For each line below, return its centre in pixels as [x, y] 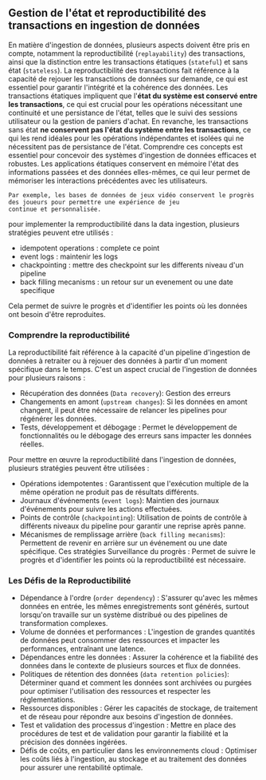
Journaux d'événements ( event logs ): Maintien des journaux [119, 501]
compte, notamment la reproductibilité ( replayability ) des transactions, [127, 53]
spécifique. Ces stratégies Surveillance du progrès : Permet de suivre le [138, 552]
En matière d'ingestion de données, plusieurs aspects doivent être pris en [129, 45]
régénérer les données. [58, 419]
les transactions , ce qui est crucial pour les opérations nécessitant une [125, 104]
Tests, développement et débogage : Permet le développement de [128, 427]
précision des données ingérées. [73, 742]
